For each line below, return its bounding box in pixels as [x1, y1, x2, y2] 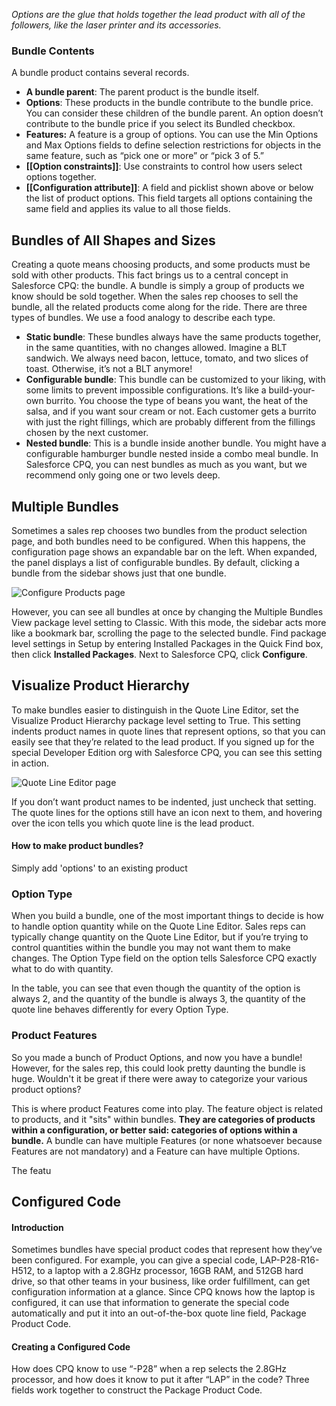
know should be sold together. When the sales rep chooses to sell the [11, 290, 299, 303]
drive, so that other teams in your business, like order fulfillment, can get [11, 1275, 311, 1288]
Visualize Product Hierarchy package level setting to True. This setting [11, 714, 301, 726]
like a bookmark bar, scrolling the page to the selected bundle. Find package [11, 627, 327, 639]
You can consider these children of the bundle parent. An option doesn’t [25, 107, 324, 119]
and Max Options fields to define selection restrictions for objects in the [25, 139, 322, 151]
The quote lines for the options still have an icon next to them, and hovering [11, 806, 323, 818]
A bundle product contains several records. [11, 67, 190, 79]
